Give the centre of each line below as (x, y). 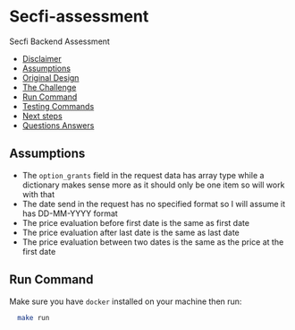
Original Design (51, 77)
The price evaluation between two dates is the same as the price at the (153, 242)
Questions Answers (58, 125)
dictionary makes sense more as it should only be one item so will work (153, 185)
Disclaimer (42, 58)
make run (34, 317)
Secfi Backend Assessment (59, 41)
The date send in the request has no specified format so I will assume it (154, 204)
